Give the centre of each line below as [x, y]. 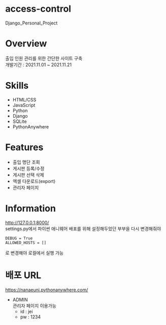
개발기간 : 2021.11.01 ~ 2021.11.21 [39, 65]
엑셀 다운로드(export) [34, 181]
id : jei [26, 311]
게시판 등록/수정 [28, 168]
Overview [26, 44]
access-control [38, 9]
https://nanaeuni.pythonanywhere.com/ [47, 290]
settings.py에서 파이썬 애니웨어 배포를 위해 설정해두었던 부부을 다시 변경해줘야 [83, 228]
